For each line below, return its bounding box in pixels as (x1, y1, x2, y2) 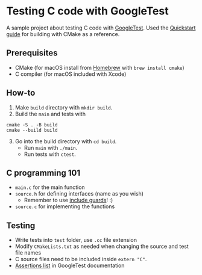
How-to (6, 88, 36, 98)
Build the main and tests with (14, 110, 86, 117)
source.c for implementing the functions (14, 203, 115, 210)
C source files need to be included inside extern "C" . (14, 256, 147, 263)
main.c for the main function (14, 184, 86, 191)
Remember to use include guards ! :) (24, 197, 113, 204)
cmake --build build (6, 127, 58, 133)
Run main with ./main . (24, 144, 78, 151)
